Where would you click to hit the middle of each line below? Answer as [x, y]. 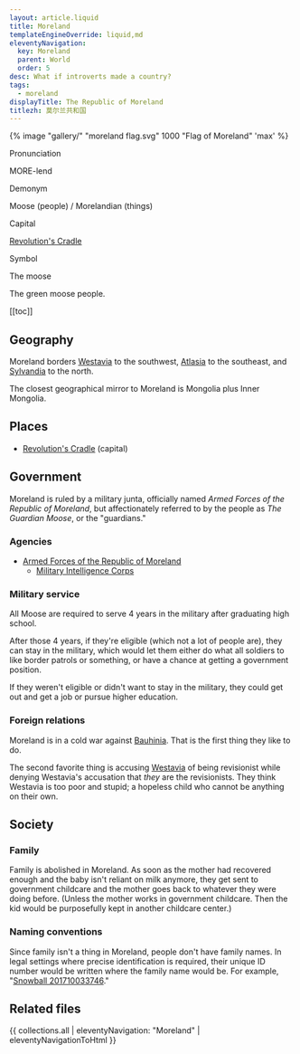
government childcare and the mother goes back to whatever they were [143, 889]
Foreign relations [47, 720]
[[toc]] [21, 311]
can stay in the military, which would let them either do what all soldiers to [147, 650]
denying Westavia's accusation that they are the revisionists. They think [143, 777]
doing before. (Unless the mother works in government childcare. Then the [149, 899]
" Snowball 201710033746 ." [60, 980]
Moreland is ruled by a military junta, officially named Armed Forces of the [147, 499]
